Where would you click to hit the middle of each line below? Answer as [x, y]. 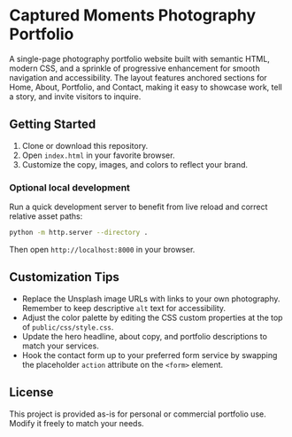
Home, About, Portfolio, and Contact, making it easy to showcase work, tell [146, 87]
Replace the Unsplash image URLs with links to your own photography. [151, 299]
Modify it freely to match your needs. [77, 423]
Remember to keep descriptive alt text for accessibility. [124, 308]
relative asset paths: [46, 216]
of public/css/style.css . [68, 327]
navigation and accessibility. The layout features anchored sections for [138, 77]
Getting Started [53, 125]
